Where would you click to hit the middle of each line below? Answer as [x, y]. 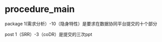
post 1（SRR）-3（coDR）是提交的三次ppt [49, 34]
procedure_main [40, 9]
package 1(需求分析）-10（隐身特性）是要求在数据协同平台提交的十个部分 [81, 23]
